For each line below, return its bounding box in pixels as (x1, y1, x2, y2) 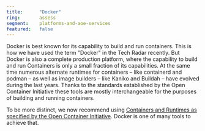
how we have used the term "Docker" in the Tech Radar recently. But (6, 49, 180, 57)
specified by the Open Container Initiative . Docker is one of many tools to (6, 113, 191, 120)
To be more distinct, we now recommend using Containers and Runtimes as (6, 106, 197, 113)
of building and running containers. (6, 94, 95, 102)
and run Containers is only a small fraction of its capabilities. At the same (6, 62, 190, 69)
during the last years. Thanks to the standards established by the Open (6, 82, 185, 89)
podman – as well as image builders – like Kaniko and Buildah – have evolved (6, 75, 199, 82)
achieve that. (6, 119, 39, 127)
